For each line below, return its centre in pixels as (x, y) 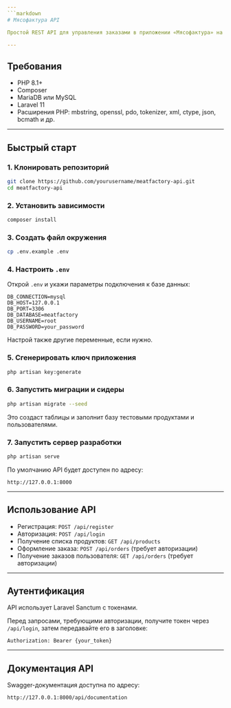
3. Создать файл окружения (57, 237)
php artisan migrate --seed (47, 404)
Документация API (51, 668)
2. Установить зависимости (56, 205)
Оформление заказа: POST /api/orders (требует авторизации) (107, 548)
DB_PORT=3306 (26, 309)
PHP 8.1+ (30, 83)
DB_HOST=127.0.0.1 (33, 303)
